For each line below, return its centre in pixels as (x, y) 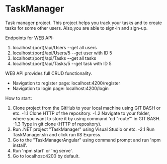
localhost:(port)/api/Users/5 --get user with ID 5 (62, 53)
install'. (20, 145)
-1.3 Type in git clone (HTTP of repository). (57, 124)
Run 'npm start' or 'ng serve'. (43, 150)
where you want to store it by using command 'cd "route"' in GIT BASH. (87, 118)
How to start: (19, 98)
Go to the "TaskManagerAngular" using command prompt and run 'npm (87, 140)
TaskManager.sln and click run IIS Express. (57, 134)
